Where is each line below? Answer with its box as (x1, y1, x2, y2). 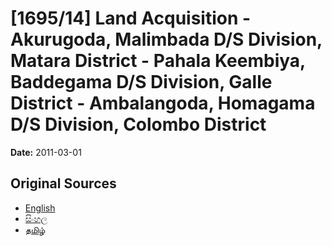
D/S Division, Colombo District (10, 113, 267, 136)
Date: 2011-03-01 (10, 146, 82, 158)
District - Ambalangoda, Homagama (10, 92, 316, 115)
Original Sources (10, 175, 117, 192)
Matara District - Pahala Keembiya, (10, 50, 306, 72)
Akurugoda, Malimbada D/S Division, (10, 28, 323, 51)
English (24, 202, 56, 214)
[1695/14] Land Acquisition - (10, 7, 252, 30)
